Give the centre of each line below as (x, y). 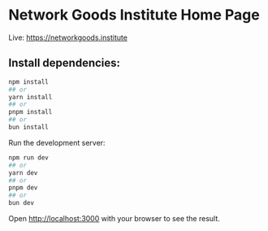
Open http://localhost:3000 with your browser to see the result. (115, 218)
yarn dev (23, 172)
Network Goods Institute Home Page (134, 15)
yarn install (30, 97)
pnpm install (30, 112)
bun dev (22, 203)
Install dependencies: (64, 63)
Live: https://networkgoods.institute (68, 37)
